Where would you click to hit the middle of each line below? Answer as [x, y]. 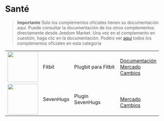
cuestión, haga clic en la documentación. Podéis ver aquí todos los [84, 38]
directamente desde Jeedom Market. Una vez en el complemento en [86, 33]
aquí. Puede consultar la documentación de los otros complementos [86, 27]
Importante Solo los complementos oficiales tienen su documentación [88, 22]
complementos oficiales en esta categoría [59, 43]
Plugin [81, 96]
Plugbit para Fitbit [94, 67]
